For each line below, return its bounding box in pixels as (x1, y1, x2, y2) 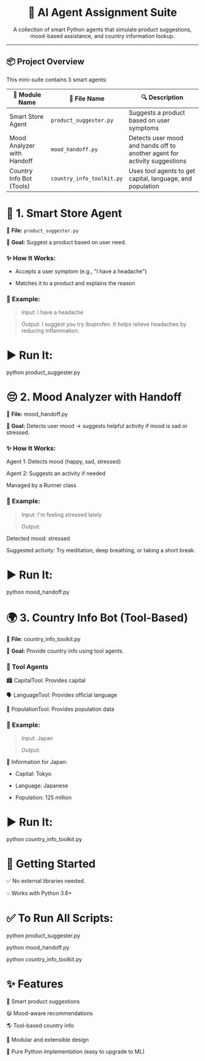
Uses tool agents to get (129, 167, 195, 175)
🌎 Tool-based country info (6, 1022, 74, 1029)
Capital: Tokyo (15, 770, 52, 778)
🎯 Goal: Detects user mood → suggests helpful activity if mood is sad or (6, 422, 188, 430)
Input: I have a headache (21, 309, 84, 316)
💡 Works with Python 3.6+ (6, 890, 72, 897)
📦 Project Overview (6, 56, 84, 67)
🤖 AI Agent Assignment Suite (27, 6, 178, 20)
